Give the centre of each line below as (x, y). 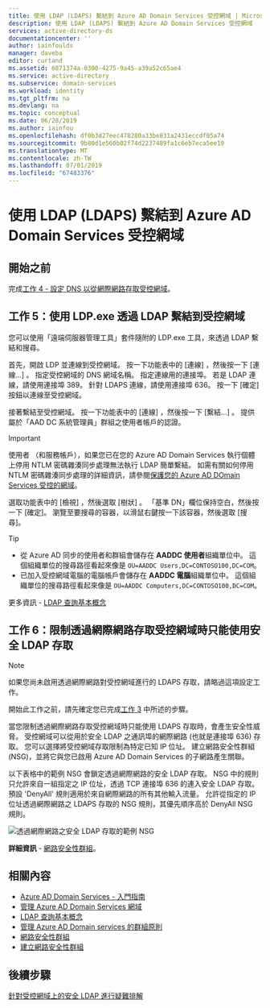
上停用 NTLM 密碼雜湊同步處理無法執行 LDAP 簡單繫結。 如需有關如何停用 (131, 465)
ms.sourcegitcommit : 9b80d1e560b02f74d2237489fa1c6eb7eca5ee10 (117, 143)
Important (25, 438)
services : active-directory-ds (61, 31)
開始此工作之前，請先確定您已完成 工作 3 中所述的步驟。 (100, 709)
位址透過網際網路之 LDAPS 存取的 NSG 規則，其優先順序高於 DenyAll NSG (131, 803)
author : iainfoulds (41, 46)
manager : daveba (35, 53)
